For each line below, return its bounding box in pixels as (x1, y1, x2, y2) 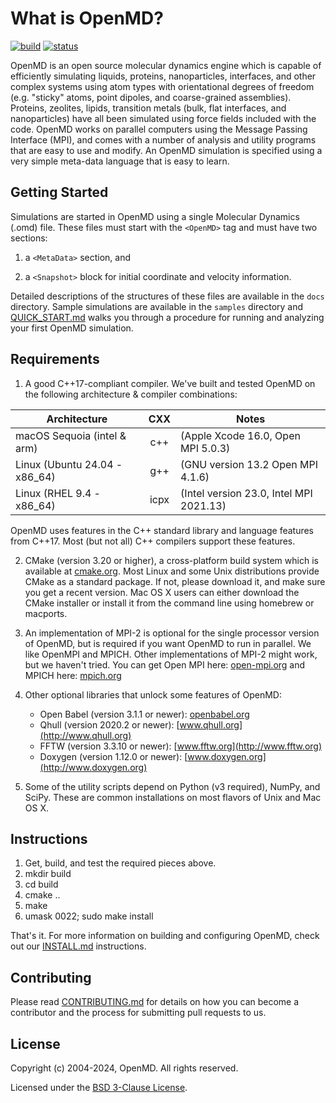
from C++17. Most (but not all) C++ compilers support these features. (10, 535, 296, 547)
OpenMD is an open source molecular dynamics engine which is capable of (10, 59, 322, 71)
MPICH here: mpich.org (24, 669, 122, 681)
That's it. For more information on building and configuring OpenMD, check (10, 930, 320, 942)
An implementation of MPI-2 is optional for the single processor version (24, 627, 320, 639)
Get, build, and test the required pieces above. (24, 857, 217, 869)
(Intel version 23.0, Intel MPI (180, 486, 313, 500)
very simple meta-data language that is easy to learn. (10, 155, 230, 167)
